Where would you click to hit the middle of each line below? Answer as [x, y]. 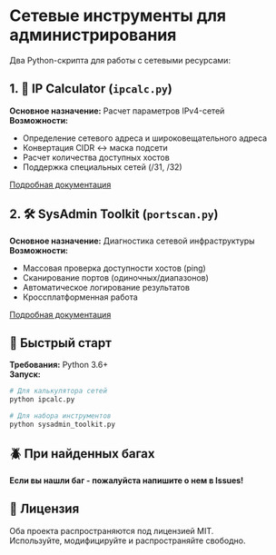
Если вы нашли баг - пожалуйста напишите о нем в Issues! [127, 480]
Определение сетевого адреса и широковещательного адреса [145, 138]
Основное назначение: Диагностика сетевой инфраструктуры [133, 241]
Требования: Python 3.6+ [59, 365]
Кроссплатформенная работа [80, 297]
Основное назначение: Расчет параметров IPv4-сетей [117, 111]
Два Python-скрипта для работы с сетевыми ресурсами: [120, 60]
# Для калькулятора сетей [58, 391]
